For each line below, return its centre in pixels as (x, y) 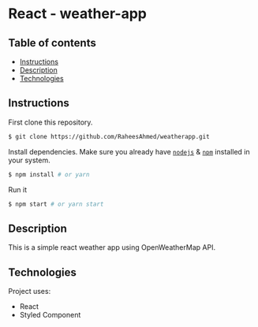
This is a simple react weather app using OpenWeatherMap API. (112, 247)
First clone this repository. (50, 122)
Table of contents (52, 43)
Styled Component (50, 315)
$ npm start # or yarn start (56, 204)
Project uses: (30, 292)
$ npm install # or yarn (49, 174)
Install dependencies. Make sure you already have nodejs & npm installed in (129, 151)
